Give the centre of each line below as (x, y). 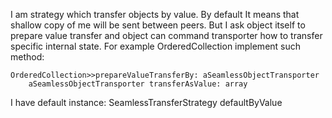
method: (27, 57)
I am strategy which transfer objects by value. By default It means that (155, 14)
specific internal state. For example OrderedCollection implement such (156, 46)
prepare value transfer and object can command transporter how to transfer (166, 35)
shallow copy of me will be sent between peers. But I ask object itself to (158, 25)
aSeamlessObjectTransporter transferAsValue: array (138, 84)
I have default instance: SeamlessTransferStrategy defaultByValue (146, 102)
